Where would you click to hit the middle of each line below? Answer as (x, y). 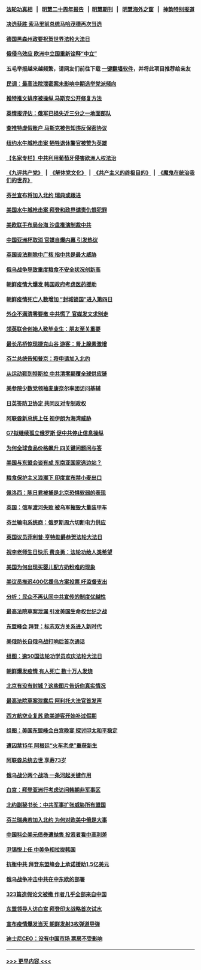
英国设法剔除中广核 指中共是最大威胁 (51, 255)
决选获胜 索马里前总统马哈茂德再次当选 (54, 24)
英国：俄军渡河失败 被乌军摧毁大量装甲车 (57, 507)
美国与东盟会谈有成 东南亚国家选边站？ (54, 463)
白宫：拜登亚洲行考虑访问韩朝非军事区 (53, 790)
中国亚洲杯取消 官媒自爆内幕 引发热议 (52, 240)
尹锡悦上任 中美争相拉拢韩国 (41, 849)
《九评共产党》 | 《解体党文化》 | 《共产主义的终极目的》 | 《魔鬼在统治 (98, 173)
